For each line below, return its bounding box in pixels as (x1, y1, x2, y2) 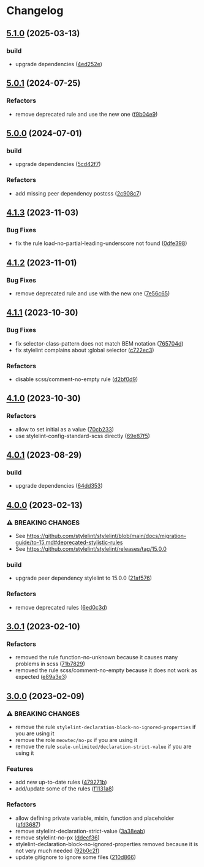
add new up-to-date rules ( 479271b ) (15, 779, 107, 786)
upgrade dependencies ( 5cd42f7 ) (15, 161, 101, 168)
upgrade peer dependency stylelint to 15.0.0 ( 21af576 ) (15, 574, 152, 582)
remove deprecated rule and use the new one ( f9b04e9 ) (15, 110, 158, 118)
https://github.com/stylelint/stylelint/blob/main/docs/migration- (26, 532, 187, 539)
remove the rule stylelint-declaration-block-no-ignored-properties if (15, 723, 196, 730)
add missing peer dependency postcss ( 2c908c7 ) (15, 189, 142, 197)
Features (6, 764, 34, 773)
